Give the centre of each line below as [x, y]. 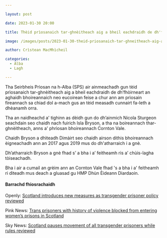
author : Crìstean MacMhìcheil [37, 50]
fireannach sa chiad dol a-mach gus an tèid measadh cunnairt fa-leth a [78, 103]
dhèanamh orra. [22, 108]
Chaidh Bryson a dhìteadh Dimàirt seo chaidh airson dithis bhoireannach [79, 138]
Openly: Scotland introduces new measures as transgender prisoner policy [82, 195]
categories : [17, 59]
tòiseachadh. [18, 158]
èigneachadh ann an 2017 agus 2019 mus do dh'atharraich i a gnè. [73, 143]
